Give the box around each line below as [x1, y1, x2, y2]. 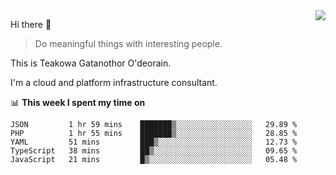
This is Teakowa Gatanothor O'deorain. [10, 57, 172, 69]
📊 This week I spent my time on [10, 97, 146, 108]
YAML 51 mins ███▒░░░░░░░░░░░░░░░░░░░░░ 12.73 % [10, 137, 298, 147]
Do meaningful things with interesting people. [34, 38, 223, 49]
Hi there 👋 [10, 19, 52, 30]
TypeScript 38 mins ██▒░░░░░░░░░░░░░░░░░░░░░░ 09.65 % [10, 146, 298, 156]
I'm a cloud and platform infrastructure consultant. [10, 77, 218, 88]
